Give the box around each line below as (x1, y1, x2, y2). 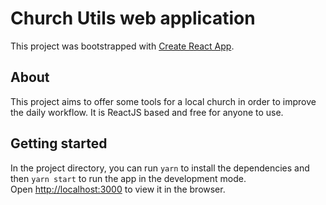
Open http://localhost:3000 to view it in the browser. (10, 183, 226, 195)
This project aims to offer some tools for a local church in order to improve (10, 95, 317, 107)
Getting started (10, 135, 108, 152)
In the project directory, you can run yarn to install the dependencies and (10, 162, 310, 174)
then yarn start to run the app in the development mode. (10, 172, 247, 184)
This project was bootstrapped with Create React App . (10, 40, 235, 52)
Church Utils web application (10, 7, 256, 30)
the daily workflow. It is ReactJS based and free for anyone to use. (10, 106, 284, 118)
